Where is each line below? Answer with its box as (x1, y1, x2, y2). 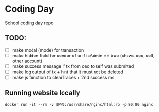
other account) (12, 58, 43, 64)
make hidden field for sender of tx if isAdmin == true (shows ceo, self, (12, 53, 155, 58)
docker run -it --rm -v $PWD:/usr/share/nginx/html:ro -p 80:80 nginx (5, 102, 153, 107)
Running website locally (5, 89, 80, 97)
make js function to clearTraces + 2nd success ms (12, 75, 115, 80)
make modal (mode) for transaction (12, 47, 84, 53)
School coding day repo (5, 20, 54, 26)
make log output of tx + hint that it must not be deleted (12, 69, 123, 75)
